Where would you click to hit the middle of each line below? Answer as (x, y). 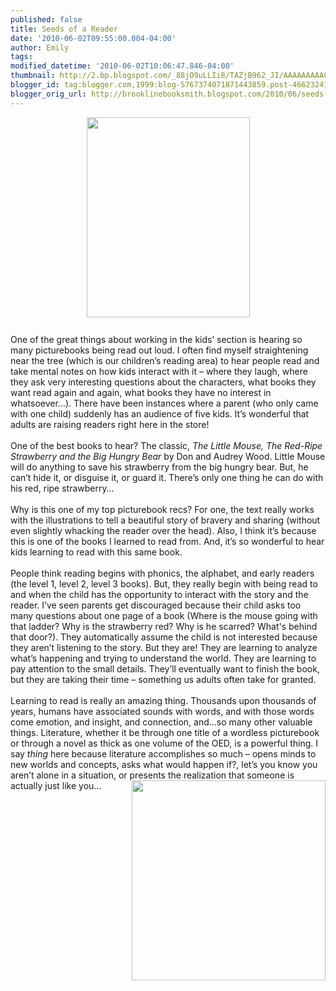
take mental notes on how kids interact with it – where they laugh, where (159, 371)
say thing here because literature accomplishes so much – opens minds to (163, 753)
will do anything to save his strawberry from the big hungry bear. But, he (159, 467)
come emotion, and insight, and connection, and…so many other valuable (161, 722)
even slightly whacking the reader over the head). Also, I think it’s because (163, 530)
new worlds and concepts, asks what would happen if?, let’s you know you (164, 764)
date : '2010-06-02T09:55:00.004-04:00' (93, 38)
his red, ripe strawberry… (62, 488)
